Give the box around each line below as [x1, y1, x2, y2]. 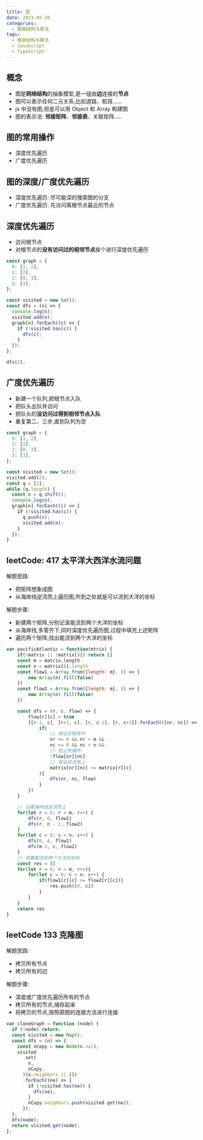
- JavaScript [12, 43, 45, 49]
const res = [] [17, 860, 56, 867]
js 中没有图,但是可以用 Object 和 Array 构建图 [15, 105, 128, 113]
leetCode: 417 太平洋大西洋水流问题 [6, 555, 142, 566]
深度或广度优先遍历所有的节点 [15, 993, 90, 1001]
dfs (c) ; [22, 331, 43, 338]
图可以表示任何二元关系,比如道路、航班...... [15, 97, 123, 105]
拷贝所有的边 [15, 968, 47, 975]
